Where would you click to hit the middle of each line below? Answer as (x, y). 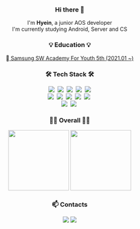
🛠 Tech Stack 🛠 (70, 74)
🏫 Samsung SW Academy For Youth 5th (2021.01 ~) (70, 58)
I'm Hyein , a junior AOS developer (70, 23)
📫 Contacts (70, 205)
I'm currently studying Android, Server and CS (70, 29)
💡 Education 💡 (70, 45)
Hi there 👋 (70, 10)
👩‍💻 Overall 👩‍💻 (70, 120)
